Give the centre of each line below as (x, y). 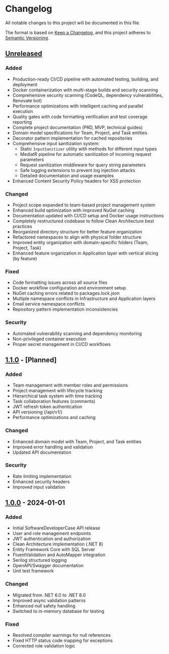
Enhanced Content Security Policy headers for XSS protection (77, 181)
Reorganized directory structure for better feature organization (77, 231)
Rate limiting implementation (42, 476)
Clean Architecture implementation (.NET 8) (58, 544)
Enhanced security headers (41, 482)
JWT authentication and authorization (52, 539)
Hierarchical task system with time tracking (57, 396)
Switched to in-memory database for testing (58, 611)
